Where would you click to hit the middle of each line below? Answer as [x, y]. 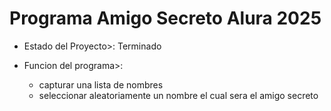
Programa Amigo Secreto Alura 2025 [165, 18]
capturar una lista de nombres [101, 84]
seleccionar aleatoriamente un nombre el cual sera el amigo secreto [178, 95]
